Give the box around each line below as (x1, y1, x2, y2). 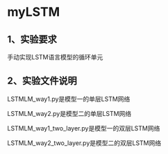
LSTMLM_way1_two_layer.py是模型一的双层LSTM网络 (7, 124, 160, 132)
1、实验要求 (7, 33, 58, 45)
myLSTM (7, 4, 60, 20)
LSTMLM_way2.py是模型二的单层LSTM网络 (7, 109, 132, 117)
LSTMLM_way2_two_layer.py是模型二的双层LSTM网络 (7, 139, 162, 147)
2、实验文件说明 (7, 75, 78, 87)
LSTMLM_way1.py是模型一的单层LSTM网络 (7, 95, 131, 103)
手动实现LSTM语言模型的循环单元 (7, 53, 103, 61)
